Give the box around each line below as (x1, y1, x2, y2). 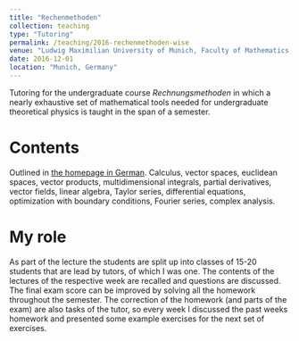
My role (9, 227, 67, 246)
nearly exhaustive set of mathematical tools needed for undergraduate (9, 96, 269, 107)
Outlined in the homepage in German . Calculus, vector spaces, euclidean (9, 167, 278, 178)
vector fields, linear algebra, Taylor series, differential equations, (9, 186, 246, 196)
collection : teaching (9, 21, 90, 30)
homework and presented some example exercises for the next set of (9, 313, 265, 324)
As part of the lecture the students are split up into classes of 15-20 (9, 256, 257, 267)
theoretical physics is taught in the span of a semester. (9, 106, 211, 117)
